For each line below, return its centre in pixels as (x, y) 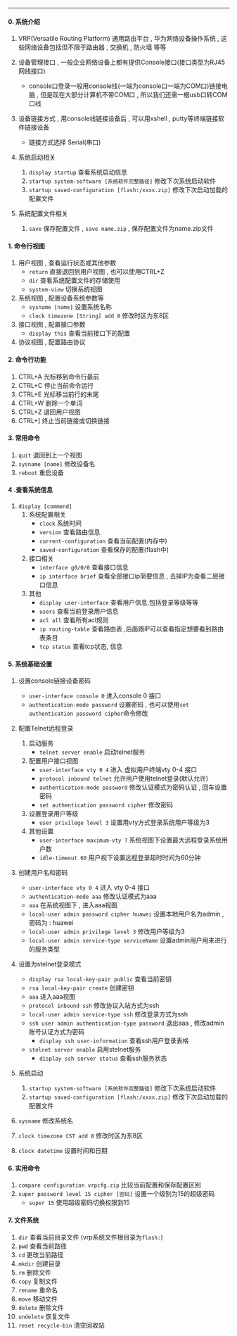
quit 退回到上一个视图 (50, 455)
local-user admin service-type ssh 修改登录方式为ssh (108, 1014)
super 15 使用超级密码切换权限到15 (79, 1203)
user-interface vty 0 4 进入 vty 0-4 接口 (89, 888)
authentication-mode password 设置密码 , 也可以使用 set (109, 705)
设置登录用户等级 (53, 814)
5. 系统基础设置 (30, 664)
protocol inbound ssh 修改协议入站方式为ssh (94, 1006)
